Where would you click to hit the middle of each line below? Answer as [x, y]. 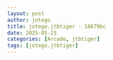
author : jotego [29, 20]
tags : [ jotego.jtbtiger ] [43, 46]
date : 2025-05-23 [32, 33]
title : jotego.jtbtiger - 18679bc [57, 26]
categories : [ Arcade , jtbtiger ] [53, 39]
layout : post [26, 13]
